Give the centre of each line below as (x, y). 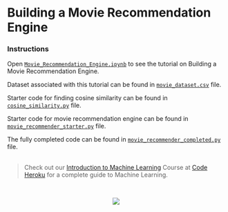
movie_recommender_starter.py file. (57, 126)
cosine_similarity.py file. (44, 106)
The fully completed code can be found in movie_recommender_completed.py (114, 139)
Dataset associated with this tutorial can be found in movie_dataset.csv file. (114, 85)
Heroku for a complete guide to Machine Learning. (96, 175)
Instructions (28, 49)
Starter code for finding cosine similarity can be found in (87, 98)
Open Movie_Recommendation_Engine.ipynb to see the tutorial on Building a (112, 64)
